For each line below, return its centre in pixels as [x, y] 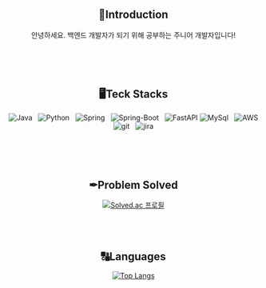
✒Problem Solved [133, 185]
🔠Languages [133, 256]
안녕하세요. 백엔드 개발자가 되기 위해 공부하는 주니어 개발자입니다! [133, 35]
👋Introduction [133, 15]
